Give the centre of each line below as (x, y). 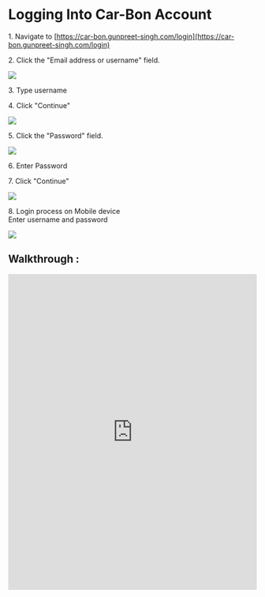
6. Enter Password (38, 165)
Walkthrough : (44, 259)
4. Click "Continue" (39, 105)
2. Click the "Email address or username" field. (84, 60)
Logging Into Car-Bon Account (110, 15)
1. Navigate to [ (32, 36)
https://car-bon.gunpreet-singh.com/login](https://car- (146, 36)
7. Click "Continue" (39, 181)
